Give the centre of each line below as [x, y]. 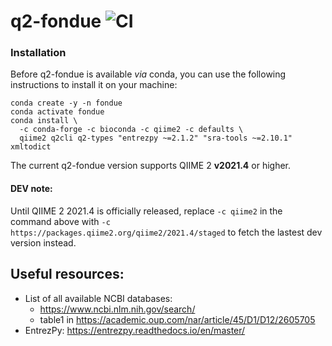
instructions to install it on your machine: [94, 85]
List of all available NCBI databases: [98, 298]
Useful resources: [67, 274]
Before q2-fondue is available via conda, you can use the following [148, 74]
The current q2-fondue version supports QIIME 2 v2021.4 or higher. [151, 166]
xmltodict [31, 147]
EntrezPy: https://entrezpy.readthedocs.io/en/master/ [135, 330]
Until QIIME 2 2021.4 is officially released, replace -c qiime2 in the [146, 211]
